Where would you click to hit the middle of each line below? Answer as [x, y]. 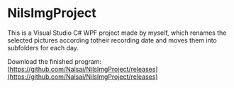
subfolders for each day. [43, 48]
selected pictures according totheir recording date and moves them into [112, 40]
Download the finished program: [54, 61]
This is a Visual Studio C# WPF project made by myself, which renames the [117, 33]
